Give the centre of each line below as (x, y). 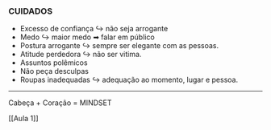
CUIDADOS (31, 11)
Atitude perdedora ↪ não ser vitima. (81, 55)
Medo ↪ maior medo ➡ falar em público (87, 37)
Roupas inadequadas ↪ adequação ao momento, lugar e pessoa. (129, 80)
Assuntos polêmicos (54, 63)
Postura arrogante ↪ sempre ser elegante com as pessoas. (119, 46)
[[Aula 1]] (23, 119)
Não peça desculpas (54, 71)
